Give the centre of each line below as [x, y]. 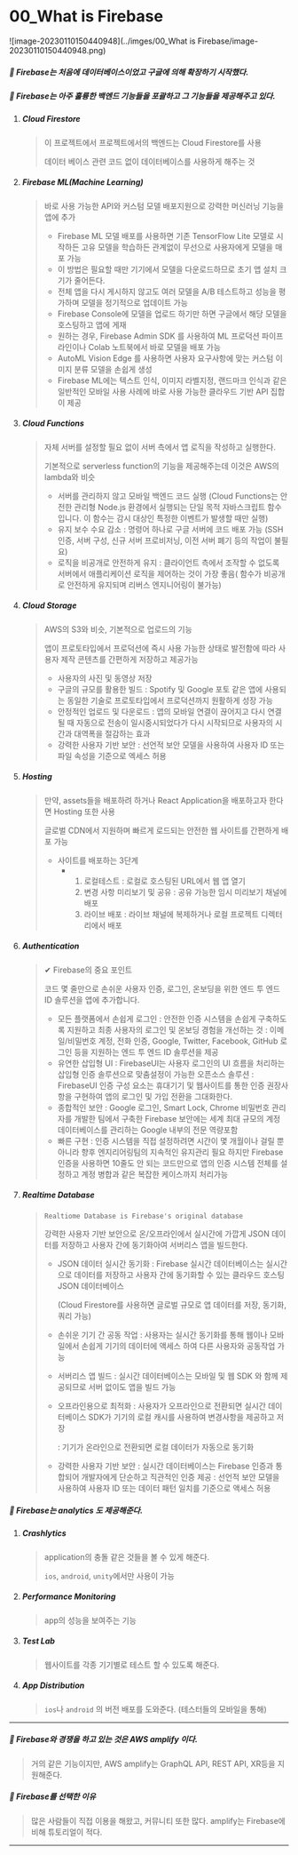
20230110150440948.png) [58, 50]
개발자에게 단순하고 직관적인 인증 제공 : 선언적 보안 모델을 [180, 1477]
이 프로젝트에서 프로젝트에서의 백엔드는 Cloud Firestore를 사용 [153, 142]
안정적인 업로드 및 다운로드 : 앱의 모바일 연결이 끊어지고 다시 [161, 711]
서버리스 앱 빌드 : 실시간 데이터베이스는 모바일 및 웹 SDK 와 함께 [168, 1376]
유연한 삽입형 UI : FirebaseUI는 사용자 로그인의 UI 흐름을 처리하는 [171, 1063]
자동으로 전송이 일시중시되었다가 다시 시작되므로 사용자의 [175, 723]
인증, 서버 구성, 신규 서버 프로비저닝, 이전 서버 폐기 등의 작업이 [165, 540]
